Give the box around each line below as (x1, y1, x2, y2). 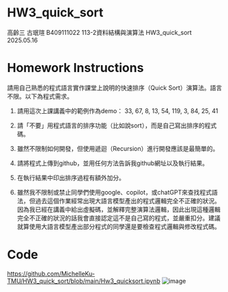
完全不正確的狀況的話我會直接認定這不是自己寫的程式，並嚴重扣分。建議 (16, 214, 220, 222)
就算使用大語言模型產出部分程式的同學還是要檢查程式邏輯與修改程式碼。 (16, 222, 220, 230)
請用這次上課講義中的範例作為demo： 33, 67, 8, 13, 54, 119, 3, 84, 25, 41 (16, 106, 218, 114)
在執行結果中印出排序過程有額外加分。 (16, 173, 125, 182)
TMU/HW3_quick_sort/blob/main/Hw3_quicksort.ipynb (7, 276, 160, 285)
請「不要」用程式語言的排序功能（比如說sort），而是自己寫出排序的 (16, 121, 205, 130)
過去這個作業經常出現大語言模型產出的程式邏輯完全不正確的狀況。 (35, 197, 220, 205)
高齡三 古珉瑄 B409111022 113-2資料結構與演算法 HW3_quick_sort (7, 28, 193, 36)
